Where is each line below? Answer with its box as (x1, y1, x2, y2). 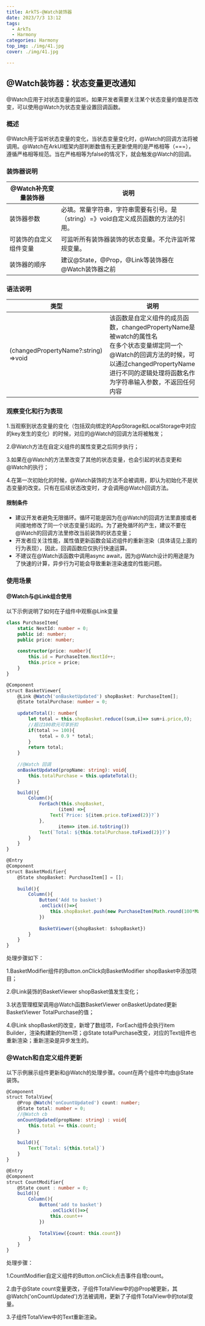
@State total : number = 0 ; (17, 1105, 86, 1112)
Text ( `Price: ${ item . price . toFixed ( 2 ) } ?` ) (49, 812, 160, 819)
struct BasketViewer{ (6, 687, 62, 694)
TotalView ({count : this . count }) (38, 1230, 121, 1236)
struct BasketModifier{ (6, 868, 67, 874)
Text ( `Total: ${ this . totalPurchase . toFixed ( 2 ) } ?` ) (38, 829, 171, 835)
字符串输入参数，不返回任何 (115, 378, 195, 387)
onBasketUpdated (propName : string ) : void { (17, 767, 127, 773)
